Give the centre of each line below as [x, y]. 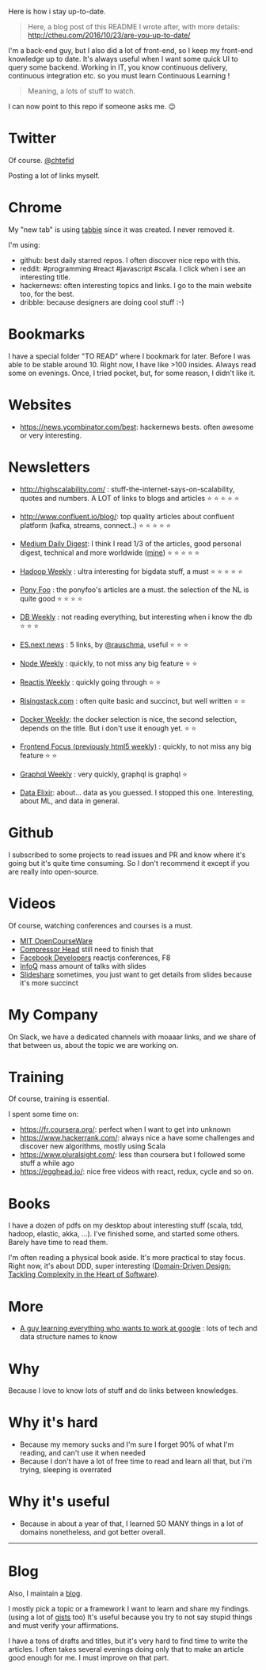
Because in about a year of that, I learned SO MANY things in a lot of [131, 1524]
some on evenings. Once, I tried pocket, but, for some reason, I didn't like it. [132, 373]
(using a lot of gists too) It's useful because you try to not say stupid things [131, 1617]
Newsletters [49, 467]
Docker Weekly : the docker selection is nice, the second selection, [128, 719]
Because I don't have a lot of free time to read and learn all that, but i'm [136, 1461]
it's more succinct [49, 983]
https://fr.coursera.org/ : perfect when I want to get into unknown [125, 1129]
